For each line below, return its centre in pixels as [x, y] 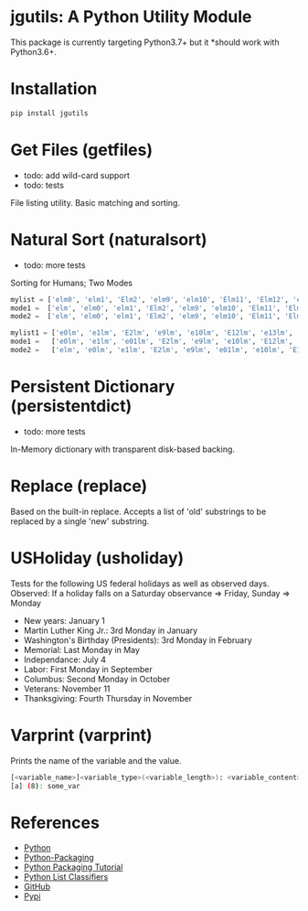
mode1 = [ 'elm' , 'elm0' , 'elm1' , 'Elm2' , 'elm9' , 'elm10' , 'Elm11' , [146, 308]
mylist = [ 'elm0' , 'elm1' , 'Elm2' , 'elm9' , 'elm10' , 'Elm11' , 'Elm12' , [149, 299]
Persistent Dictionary [93, 387]
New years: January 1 [64, 620]
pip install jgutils [50, 113]
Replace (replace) [79, 486]
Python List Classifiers [66, 877]
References [55, 823]
